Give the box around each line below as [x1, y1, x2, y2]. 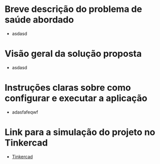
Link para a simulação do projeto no [4, 127, 155, 138]
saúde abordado [4, 14, 74, 25]
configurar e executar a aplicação [4, 93, 147, 104]
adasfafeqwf [11, 109, 38, 115]
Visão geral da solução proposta [4, 48, 142, 59]
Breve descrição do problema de [4, 3, 142, 15]
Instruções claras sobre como [4, 82, 131, 93]
